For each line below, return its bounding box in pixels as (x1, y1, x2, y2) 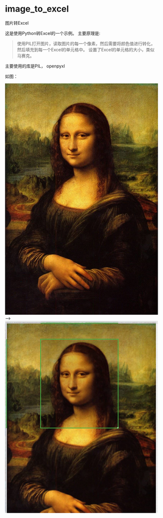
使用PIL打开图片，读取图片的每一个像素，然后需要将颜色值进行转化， (16, 40, 155, 47)
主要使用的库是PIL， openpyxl (5, 63, 65, 69)
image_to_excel (5, 3, 69, 15)
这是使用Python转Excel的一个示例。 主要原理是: (5, 30, 100, 36)
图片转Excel (5, 20, 29, 26)
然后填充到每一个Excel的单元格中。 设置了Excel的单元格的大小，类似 (16, 47, 155, 52)
